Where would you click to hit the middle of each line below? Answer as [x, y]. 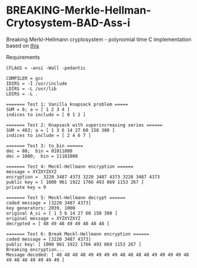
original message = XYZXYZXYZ [43, 218]
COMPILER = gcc [25, 78]
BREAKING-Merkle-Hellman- [79, 10]
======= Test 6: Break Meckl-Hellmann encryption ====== [78, 234]
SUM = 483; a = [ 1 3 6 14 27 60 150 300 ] [61, 130]
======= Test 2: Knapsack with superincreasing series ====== [84, 125]
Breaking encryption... [35, 250]
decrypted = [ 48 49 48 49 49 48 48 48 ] [58, 224]
